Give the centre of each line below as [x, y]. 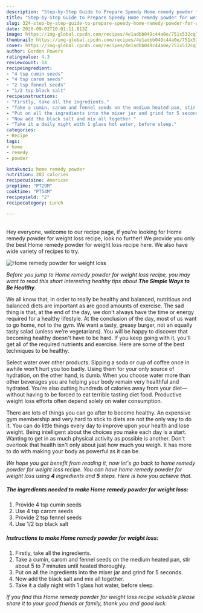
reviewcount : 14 [27, 62]
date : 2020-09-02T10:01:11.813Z [47, 29]
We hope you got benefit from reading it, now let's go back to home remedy [101, 463]
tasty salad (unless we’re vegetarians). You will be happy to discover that [97, 331]
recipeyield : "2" [28, 197]
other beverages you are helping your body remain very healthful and [93, 381]
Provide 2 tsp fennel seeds [48, 517]
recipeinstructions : [32, 96]
